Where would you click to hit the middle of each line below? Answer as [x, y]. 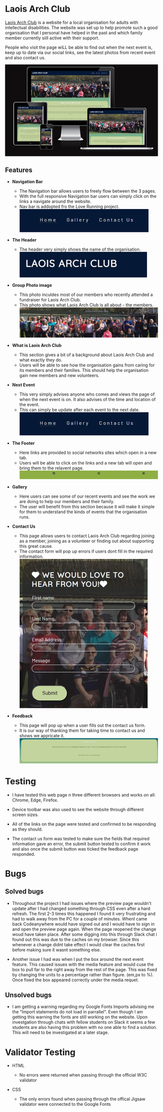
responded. [24, 854]
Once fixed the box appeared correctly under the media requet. [75, 980]
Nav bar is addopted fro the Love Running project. [69, 207]
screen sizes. [25, 815]
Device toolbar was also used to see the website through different [78, 809]
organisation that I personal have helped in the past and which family [74, 33]
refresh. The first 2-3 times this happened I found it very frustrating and [84, 913]
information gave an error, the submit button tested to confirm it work [81, 844]
